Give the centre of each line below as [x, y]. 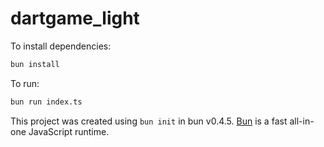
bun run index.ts [46, 102]
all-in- [302, 121]
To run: [25, 83]
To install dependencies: [61, 46]
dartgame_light [75, 18]
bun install [35, 64]
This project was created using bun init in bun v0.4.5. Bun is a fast [149, 121]
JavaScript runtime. [69, 131]
